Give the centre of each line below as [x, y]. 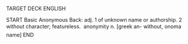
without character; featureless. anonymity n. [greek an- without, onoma [94, 26]
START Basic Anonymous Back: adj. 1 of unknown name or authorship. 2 [94, 20]
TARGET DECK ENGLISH [36, 9]
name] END [20, 35]
